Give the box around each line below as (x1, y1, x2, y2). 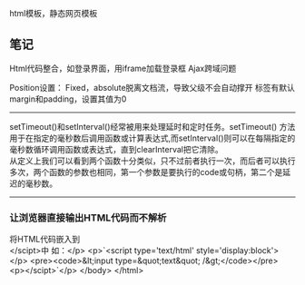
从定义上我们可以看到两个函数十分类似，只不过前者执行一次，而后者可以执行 (9, 155, 296, 166)
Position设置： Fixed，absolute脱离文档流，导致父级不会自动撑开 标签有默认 (9, 82, 295, 93)
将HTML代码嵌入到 (9, 234, 81, 245)
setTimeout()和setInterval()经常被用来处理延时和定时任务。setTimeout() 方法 (9, 121, 296, 132)
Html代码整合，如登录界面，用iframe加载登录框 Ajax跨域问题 (9, 63, 237, 74)
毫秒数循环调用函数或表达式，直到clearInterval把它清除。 (9, 143, 224, 154)
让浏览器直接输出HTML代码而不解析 (9, 211, 167, 224)
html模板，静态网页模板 (9, 8, 98, 18)
